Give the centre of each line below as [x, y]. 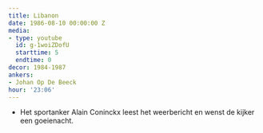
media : [19, 30]
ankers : [21, 75]
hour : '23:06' [32, 90]
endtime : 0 [34, 61]
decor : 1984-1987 [37, 68]
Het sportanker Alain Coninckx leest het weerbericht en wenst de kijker [137, 112]
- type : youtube [35, 38]
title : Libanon [34, 16]
